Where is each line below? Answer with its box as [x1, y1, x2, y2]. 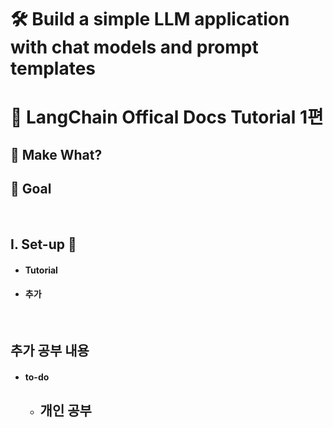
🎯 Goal [10, 181, 52, 198]
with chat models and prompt [10, 36, 259, 59]
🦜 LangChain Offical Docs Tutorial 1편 [10, 106, 324, 129]
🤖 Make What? [10, 146, 103, 163]
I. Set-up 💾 [10, 236, 77, 253]
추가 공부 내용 [10, 342, 90, 360]
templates [10, 57, 97, 80]
